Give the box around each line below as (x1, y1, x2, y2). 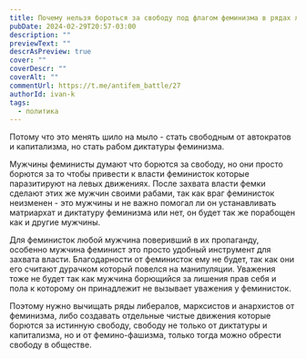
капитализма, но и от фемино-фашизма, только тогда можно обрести (9, 330, 282, 341)
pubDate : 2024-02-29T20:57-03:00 (9, 22, 137, 31)
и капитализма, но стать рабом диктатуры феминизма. (9, 141, 225, 152)
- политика (17, 107, 59, 116)
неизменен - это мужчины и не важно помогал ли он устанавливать (9, 198, 277, 209)
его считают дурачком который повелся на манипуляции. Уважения (9, 263, 276, 274)
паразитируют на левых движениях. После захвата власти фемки (9, 179, 266, 190)
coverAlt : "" (9, 73, 59, 82)
